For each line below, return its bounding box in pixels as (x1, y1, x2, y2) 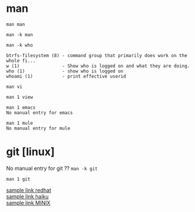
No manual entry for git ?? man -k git (6, 164, 98, 172)
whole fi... (6, 58, 36, 64)
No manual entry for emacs (6, 109, 73, 116)
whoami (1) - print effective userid (6, 73, 127, 79)
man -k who (6, 42, 33, 48)
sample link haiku (6, 192, 49, 200)
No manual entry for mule (6, 125, 70, 131)
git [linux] (6, 145, 55, 159)
